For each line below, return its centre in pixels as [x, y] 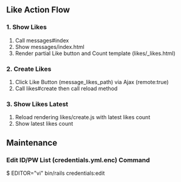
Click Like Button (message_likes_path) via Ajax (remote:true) [92, 82]
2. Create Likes [29, 69]
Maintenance [32, 142]
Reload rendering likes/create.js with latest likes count [83, 117]
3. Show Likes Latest [37, 104]
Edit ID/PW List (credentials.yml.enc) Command [78, 160]
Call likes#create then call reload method [66, 88]
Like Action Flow [38, 10]
